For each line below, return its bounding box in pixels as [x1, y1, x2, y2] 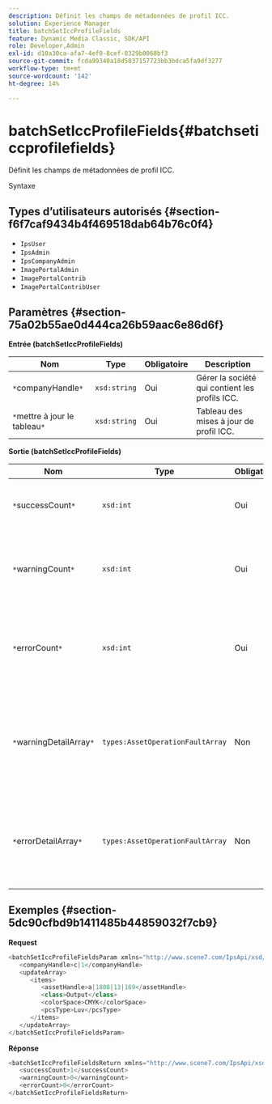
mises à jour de [195, 416, 254, 427]
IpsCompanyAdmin [19, 257, 75, 265]
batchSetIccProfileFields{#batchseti [8, 121, 259, 140]
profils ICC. [195, 393, 239, 404]
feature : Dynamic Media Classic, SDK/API [8, 34, 151, 43]
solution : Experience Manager [8, 19, 111, 28]
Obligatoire [144, 359, 189, 370]
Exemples [8, 903, 59, 917]
